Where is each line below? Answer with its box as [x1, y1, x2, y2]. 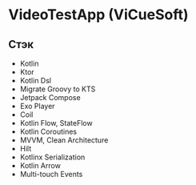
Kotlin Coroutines [19, 127, 78, 136]
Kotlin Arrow [19, 161, 62, 170]
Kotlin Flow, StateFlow [19, 119, 94, 127]
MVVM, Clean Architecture [19, 135, 109, 145]
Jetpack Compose [19, 93, 82, 102]
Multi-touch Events [19, 170, 83, 179]
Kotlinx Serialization [19, 152, 86, 162]
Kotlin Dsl [19, 76, 52, 85]
